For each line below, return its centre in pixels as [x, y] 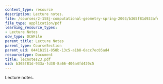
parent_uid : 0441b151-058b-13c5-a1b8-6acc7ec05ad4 [57, 50]
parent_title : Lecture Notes [34, 41]
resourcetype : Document [29, 55]
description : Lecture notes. [34, 14]
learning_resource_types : [31, 28]
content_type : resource [29, 9]
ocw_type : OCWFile [24, 37]
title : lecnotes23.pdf [28, 59]
